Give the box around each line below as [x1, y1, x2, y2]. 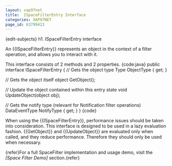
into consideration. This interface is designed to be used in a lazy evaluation [5, 123, 166, 129]
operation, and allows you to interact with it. [5, 51, 98, 58]
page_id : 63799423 [5, 22, 45, 27]
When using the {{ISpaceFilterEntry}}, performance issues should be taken [5, 118, 164, 124]
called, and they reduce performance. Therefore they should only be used [5, 134, 162, 140]
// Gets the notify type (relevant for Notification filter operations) [5, 102, 141, 108]
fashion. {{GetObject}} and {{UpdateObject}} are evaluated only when [5, 128, 154, 135]
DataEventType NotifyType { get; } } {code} [5, 107, 97, 114]
